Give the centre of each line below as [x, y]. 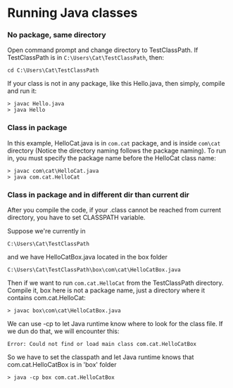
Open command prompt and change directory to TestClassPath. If [103, 50]
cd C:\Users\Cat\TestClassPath [53, 71]
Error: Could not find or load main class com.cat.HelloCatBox [102, 344]
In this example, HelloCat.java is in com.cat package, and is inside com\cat [114, 143]
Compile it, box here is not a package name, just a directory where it [106, 290]
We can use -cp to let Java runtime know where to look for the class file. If [115, 324]
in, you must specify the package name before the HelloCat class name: [112, 158]
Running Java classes [73, 13]
